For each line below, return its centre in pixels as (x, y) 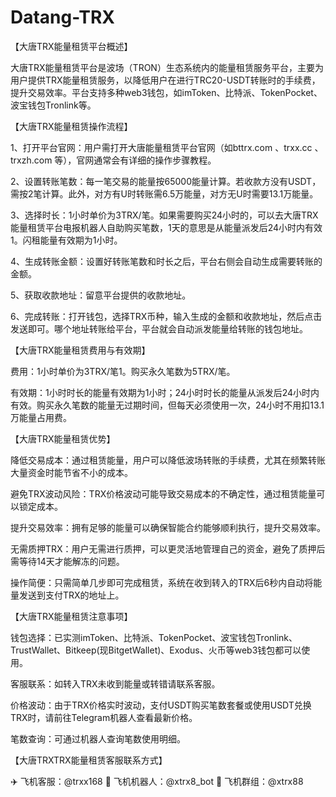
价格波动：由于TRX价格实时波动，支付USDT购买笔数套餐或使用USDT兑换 (161, 705)
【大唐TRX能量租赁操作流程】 (71, 126)
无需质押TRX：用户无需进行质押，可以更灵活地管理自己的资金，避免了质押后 (168, 548)
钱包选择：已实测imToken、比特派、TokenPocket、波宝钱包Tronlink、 (154, 637)
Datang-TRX (62, 17)
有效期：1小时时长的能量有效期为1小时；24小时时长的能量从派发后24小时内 (165, 392)
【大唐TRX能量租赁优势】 (63, 438)
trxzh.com (31, 160)
